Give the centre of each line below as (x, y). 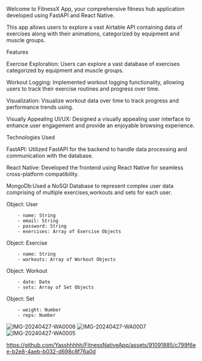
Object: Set (20, 299)
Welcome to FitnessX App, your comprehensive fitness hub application (96, 9)
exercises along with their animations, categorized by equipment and (93, 34)
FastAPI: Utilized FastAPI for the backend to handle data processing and (97, 149)
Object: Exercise (27, 243)
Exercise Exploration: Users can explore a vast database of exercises (93, 64)
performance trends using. (40, 107)
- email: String (38, 221)
